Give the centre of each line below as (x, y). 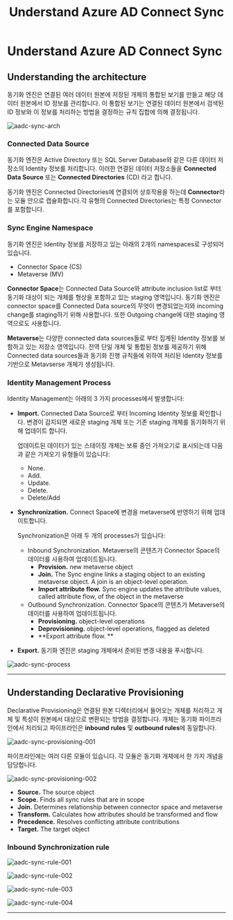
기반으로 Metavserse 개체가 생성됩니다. (61, 364)
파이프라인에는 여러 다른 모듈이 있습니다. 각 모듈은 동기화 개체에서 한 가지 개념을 (115, 756)
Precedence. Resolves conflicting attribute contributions (98, 821)
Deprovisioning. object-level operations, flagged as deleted (124, 628)
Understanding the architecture (77, 77)
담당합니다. (22, 764)
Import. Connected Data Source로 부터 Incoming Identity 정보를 (107, 413)
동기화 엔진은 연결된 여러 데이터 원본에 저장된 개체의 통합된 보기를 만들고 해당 (112, 94)
